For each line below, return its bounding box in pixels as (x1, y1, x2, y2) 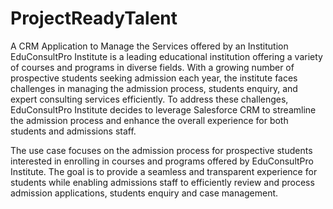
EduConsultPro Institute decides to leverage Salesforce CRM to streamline (10, 103, 317, 116)
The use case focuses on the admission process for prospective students (10, 144, 313, 156)
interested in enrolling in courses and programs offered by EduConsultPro (10, 155, 314, 167)
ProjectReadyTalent (10, 7, 178, 30)
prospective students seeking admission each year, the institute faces (10, 72, 298, 84)
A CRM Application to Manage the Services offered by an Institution (10, 40, 289, 52)
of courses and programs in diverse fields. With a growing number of (10, 61, 295, 73)
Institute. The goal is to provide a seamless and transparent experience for (10, 165, 318, 177)
